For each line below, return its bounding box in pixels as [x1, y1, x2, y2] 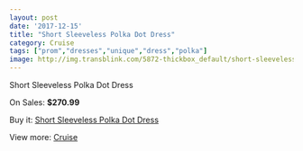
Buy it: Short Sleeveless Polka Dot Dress [9, 114, 160, 125]
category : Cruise [9, 38, 75, 48]
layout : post [9, 13, 59, 22]
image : [9, 55, 34, 64]
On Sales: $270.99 [9, 97, 80, 108]
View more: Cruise [9, 132, 78, 142]
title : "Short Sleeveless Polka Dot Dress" [9, 30, 176, 39]
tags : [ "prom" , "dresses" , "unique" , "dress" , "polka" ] [9, 47, 207, 56]
